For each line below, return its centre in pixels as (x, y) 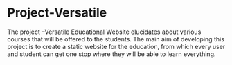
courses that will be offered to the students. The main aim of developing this (116, 39)
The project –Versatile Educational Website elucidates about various (104, 32)
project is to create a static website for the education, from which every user (116, 46)
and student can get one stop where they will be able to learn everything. (111, 54)
